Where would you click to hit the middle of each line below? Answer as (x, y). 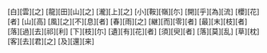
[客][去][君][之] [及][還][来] (51, 41)
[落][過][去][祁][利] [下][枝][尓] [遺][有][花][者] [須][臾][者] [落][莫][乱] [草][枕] (133, 31)
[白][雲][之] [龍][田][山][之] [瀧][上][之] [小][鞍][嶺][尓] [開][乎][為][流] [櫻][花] (133, 11)
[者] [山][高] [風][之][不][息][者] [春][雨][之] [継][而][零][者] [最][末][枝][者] (128, 21)
